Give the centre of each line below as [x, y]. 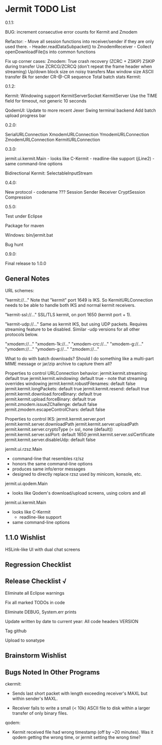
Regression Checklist [38, 564]
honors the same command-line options [52, 463]
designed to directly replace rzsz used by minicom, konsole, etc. [77, 474]
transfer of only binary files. [40, 713]
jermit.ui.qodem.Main [26, 483]
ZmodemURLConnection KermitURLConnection [52, 140]
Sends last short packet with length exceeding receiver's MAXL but [80, 693]
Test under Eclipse [24, 216]
